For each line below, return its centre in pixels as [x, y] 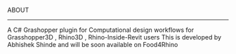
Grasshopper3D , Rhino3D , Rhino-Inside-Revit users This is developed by [114, 37]
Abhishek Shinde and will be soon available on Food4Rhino [93, 45]
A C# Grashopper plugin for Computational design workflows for [101, 30]
